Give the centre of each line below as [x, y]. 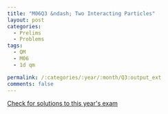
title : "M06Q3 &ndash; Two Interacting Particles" [81, 13]
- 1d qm [24, 65]
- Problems [29, 39]
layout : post [26, 20]
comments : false [30, 84]
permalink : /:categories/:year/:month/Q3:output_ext [84, 77]
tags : [15, 46]
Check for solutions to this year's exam [63, 104]
